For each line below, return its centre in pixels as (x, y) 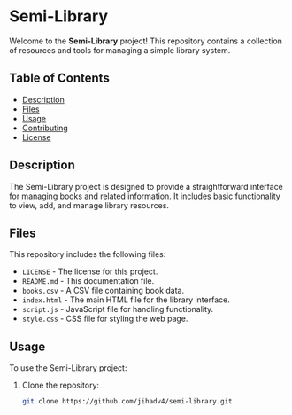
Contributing (45, 128)
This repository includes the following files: (88, 254)
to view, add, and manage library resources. (89, 205)
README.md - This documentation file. (88, 281)
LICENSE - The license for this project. (90, 271)
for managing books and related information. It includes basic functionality (145, 196)
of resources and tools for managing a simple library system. (120, 50)
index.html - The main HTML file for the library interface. (126, 300)
